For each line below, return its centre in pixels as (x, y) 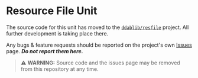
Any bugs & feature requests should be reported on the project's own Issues (99, 45)
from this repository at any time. (59, 69)
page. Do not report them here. (45, 51)
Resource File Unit (52, 11)
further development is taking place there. (57, 33)
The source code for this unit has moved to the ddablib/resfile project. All (98, 27)
